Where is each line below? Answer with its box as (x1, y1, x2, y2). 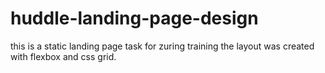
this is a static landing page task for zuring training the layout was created (10, 40, 315, 52)
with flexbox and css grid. (10, 50, 117, 62)
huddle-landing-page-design (10, 7, 259, 30)
